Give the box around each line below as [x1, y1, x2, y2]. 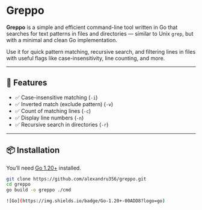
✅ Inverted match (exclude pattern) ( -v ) [14, 100, 114, 107]
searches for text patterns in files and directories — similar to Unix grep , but [6, 30, 194, 37]
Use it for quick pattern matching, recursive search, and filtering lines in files [6, 48, 196, 55]
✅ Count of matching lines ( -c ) [14, 107, 91, 115]
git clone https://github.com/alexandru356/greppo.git [6, 176, 147, 182]
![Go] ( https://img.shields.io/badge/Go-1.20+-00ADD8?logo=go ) [6, 198, 165, 204]
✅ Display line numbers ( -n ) [14, 114, 84, 121]
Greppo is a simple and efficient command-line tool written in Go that [6, 24, 178, 31]
